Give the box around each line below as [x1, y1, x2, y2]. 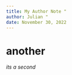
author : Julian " [6, 14, 49, 20]
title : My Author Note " [6, 8, 67, 15]
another [6, 44, 46, 58]
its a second [6, 63, 36, 70]
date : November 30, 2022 [6, 19, 67, 25]
